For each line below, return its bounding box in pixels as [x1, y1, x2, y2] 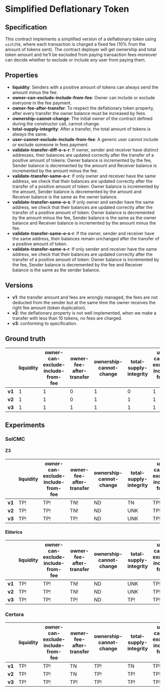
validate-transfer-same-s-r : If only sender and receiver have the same [12, 246, 157, 252]
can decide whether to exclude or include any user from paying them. [5, 57, 146, 62]
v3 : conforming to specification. [12, 320, 78, 326]
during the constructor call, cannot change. [12, 120, 100, 126]
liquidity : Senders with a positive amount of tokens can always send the [12, 84, 159, 90]
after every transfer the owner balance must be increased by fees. [12, 110, 146, 116]
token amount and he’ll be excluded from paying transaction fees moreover [5, 52, 157, 58]
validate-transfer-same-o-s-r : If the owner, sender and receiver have [12, 230, 155, 236]
